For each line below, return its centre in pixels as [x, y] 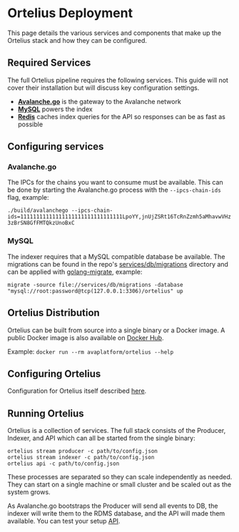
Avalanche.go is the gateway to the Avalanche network [100, 101]
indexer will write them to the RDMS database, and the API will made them [116, 513]
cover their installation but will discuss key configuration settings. [103, 88]
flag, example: [28, 198]
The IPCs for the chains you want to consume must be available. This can [115, 183]
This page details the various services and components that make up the [115, 33]
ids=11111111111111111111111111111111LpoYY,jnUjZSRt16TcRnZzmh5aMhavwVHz [119, 217]
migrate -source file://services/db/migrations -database [95, 285]
